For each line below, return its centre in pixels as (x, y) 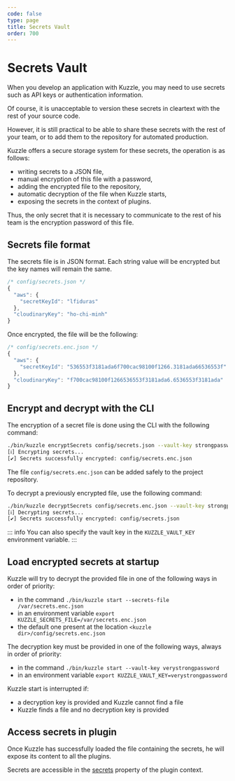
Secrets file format (49, 245)
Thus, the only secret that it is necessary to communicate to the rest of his (114, 215)
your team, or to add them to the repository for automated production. (108, 137)
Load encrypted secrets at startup (83, 562)
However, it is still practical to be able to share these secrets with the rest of (116, 130)
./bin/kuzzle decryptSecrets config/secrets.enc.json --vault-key (106, 506)
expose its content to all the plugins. (59, 756)
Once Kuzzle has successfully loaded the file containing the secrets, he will (116, 749)
